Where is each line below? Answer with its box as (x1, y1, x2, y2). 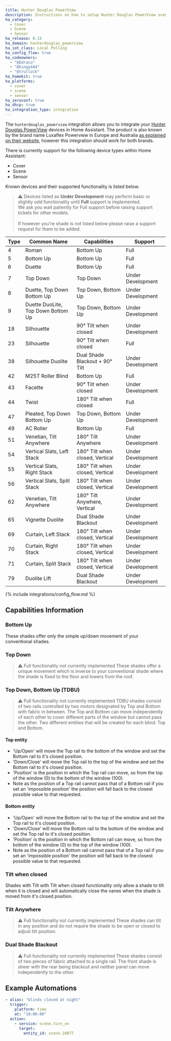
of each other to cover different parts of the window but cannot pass (17, 714, 162, 720)
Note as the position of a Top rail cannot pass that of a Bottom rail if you (12, 780, 164, 787)
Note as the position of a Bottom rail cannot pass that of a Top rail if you (12, 847, 164, 853)
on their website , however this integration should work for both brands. (5, 137, 154, 144)
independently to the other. (17, 969, 75, 975)
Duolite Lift (25, 575, 51, 582)
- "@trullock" (10, 69, 40, 75)
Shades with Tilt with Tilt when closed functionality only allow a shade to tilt (5, 882, 164, 888)
